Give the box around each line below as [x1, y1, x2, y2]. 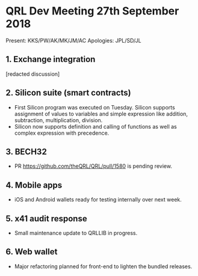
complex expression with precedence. [14, 129, 110, 136]
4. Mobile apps [5, 180, 63, 190]
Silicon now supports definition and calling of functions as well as [14, 123, 177, 130]
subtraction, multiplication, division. [14, 116, 103, 124]
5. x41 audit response [5, 213, 88, 224]
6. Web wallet [5, 247, 58, 257]
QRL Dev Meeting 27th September [5, 4, 179, 18]
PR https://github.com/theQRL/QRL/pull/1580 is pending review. [14, 162, 173, 170]
